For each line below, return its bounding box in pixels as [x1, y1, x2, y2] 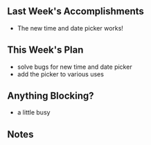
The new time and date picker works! [17, 24, 123, 32]
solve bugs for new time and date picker [17, 62, 133, 71]
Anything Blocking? [7, 90, 95, 102]
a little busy [17, 108, 51, 117]
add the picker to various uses [17, 69, 104, 78]
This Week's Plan [7, 44, 84, 56]
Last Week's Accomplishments [7, 6, 144, 17]
